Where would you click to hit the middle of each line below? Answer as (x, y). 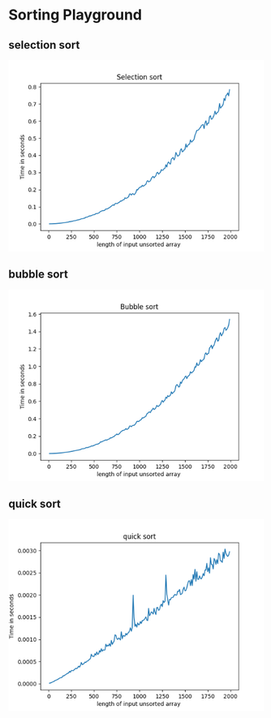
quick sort (34, 504)
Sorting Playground (75, 15)
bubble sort (39, 275)
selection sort (44, 45)
